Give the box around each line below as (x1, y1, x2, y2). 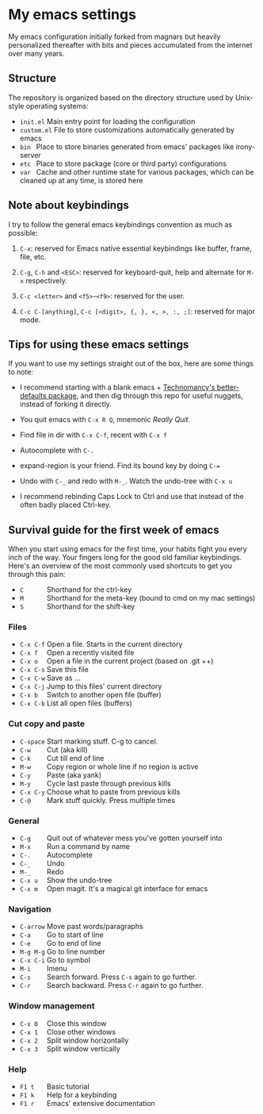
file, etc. (19, 252, 47, 261)
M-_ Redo (19, 867, 64, 877)
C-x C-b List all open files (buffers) (19, 698, 132, 708)
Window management (8, 1001, 95, 1012)
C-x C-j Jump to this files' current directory (19, 682, 162, 691)
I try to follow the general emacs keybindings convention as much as (8, 220, 232, 229)
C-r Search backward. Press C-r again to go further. (19, 981, 204, 990)
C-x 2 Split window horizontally (19, 1035, 129, 1045)
